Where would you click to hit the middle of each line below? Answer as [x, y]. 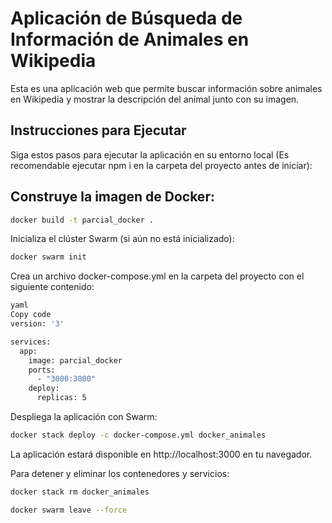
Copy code [31, 315]
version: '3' [37, 324]
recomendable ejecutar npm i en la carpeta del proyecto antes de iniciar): [161, 165]
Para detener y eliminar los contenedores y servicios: [120, 473]
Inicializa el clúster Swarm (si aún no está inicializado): [122, 239]
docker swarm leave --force [69, 510]
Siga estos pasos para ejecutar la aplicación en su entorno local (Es [150, 154]
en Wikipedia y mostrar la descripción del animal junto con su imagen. [155, 99]
